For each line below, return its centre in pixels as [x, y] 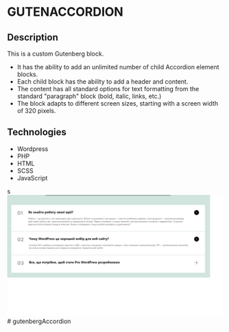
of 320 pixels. [36, 111]
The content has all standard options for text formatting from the [108, 89]
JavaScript [32, 178]
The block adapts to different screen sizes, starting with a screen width [117, 103]
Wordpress [33, 149]
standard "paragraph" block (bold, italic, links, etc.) [89, 96]
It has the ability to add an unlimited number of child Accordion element [118, 67]
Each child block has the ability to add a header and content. [103, 82]
